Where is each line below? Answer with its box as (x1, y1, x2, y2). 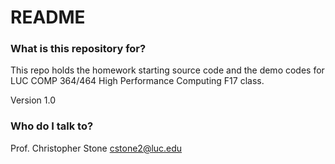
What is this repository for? (10, 42, 147, 56)
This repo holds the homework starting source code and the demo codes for (10, 64, 325, 76)
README (10, 6, 86, 29)
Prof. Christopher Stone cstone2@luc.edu (10, 142, 183, 154)
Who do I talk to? (10, 119, 94, 133)
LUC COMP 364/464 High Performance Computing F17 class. (10, 75, 265, 87)
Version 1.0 (10, 94, 56, 106)
